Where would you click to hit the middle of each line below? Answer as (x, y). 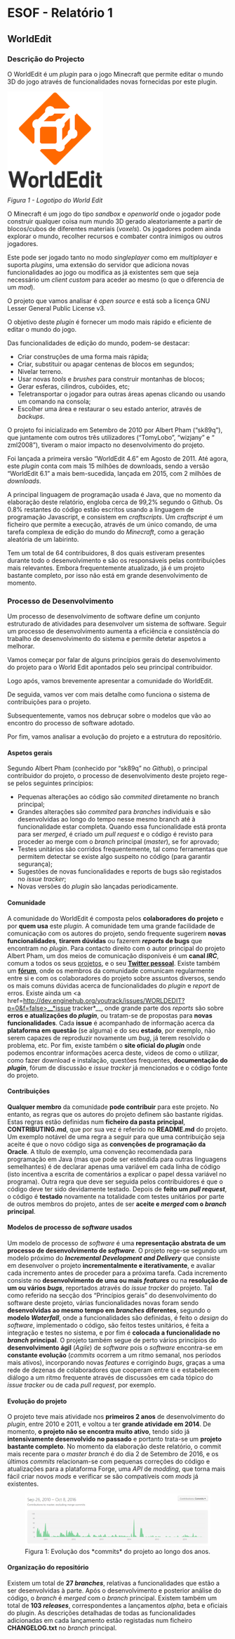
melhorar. (21, 646)
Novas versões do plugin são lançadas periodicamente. (98, 886)
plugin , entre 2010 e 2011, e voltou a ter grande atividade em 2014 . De (109, 1424)
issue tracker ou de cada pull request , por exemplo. (82, 1385)
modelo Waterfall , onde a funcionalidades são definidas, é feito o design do (118, 1317)
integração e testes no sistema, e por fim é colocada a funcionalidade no (114, 1333)
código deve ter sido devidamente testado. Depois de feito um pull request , (117, 1188)
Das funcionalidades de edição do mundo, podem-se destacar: (99, 343)
